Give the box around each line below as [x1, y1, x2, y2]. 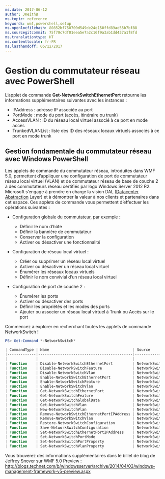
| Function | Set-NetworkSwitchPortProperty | [5, 439, 135, 444]
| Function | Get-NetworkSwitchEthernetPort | [5, 389, 135, 394]
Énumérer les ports [19, 293, 58, 299]
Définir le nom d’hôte [19, 224, 62, 230]
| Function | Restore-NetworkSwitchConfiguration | [5, 421, 135, 426]
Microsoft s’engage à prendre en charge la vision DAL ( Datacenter [5, 189, 139, 195]
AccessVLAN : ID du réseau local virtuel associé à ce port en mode [12, 117, 148, 123]
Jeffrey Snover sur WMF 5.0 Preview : [5, 458, 82, 464]
